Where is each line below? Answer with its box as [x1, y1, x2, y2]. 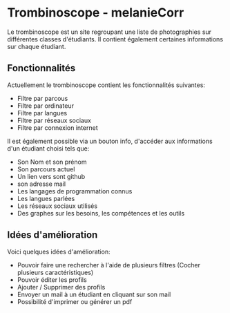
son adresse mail [17, 180, 66, 188]
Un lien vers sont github [17, 172, 86, 180]
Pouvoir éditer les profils [17, 275, 88, 284]
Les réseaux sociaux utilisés [17, 202, 98, 210]
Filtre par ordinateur [17, 102, 75, 110]
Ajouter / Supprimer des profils [17, 283, 106, 291]
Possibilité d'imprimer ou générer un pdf [17, 297, 133, 305]
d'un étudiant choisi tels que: [7, 144, 90, 153]
